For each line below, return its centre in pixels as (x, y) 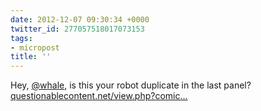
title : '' (31, 57)
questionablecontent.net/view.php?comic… (99, 96)
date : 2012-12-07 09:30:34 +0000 (80, 19)
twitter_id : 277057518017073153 (77, 29)
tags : (21, 38)
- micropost (35, 47)
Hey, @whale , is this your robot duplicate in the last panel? (131, 85)
